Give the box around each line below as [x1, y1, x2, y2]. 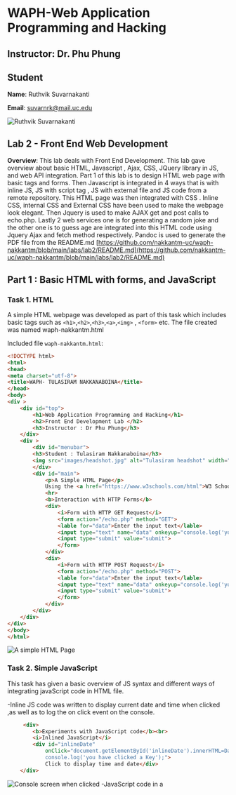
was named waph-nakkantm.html [7, 325, 104, 334]
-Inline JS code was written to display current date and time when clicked [7, 700, 221, 709]
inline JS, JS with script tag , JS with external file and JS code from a [7, 186, 207, 194]
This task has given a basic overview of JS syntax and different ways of [7, 679, 216, 688]
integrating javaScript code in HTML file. [7, 686, 124, 695]
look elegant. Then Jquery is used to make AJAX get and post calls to [7, 208, 209, 217]
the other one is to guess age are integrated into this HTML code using [7, 223, 212, 232]
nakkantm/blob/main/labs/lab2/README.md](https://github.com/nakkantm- [7, 246, 226, 254]
